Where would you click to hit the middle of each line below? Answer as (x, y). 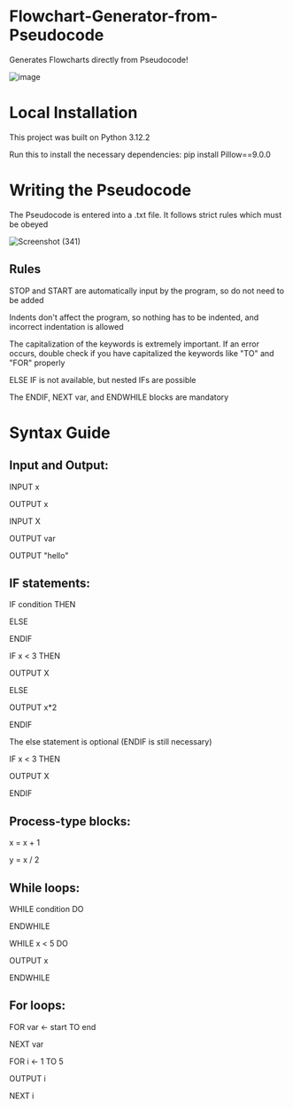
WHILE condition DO (46, 909)
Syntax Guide (60, 433)
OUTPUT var (32, 538)
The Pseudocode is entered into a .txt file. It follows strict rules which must (145, 215)
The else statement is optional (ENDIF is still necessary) (111, 742)
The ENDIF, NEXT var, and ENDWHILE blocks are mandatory (119, 397)
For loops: (38, 1006)
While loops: (45, 888)
